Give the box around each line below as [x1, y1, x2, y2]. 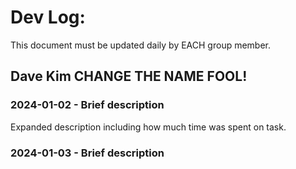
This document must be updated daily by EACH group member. [10, 39, 272, 51]
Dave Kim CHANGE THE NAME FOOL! [10, 68, 248, 85]
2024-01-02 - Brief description [10, 98, 165, 112]
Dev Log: [10, 6, 86, 29]
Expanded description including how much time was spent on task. [10, 121, 287, 133]
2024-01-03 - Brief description [10, 146, 165, 160]
